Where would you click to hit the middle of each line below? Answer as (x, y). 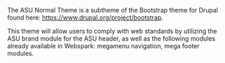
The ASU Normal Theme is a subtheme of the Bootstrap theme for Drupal (113, 10)
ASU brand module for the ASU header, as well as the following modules (111, 38)
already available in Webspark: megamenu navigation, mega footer (103, 46)
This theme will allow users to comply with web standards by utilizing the (112, 31)
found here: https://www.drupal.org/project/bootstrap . (85, 17)
